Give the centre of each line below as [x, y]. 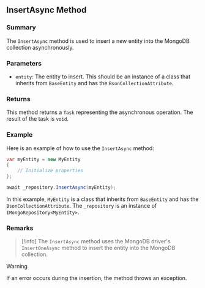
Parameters [24, 63]
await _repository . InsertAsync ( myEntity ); [61, 188]
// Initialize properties [50, 171]
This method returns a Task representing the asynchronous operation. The [100, 112]
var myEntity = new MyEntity [43, 159]
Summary [21, 28]
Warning [17, 267]
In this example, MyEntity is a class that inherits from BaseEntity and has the [102, 199]
